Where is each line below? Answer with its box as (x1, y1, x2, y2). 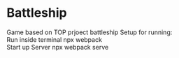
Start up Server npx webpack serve (6, 43, 109, 51)
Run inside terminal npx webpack (6, 35, 103, 43)
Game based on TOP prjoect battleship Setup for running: (6, 28, 173, 36)
